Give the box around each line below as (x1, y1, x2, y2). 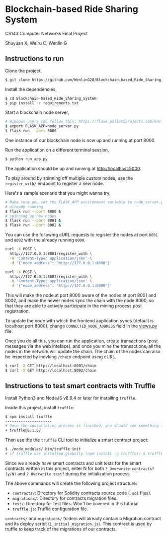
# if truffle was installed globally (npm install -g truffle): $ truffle (5, 451, 164, 457)
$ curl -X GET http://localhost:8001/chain (5, 364, 97, 369)
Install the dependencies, (5, 86, 57, 92)
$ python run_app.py (5, 156, 48, 161)
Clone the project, (5, 68, 42, 74)
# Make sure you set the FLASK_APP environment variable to (5, 200, 133, 205)
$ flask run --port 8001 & (5, 218, 61, 223)
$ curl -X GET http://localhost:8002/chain (5, 368, 97, 373)
